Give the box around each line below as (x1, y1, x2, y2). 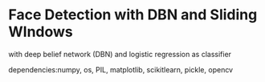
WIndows (8, 23, 74, 41)
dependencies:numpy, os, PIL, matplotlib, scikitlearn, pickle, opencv (8, 64, 234, 74)
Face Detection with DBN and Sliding (8, 6, 258, 24)
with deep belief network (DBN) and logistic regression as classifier (8, 49, 231, 59)
